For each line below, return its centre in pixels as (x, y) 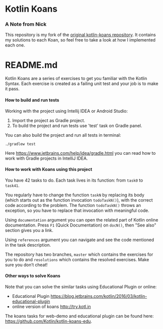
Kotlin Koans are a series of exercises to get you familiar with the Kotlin (76, 79)
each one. (15, 45)
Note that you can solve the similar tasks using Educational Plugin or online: (81, 287)
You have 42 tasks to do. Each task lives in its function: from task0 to (74, 180)
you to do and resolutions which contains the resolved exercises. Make (77, 259)
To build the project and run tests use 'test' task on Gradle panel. (77, 125)
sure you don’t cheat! (26, 265)
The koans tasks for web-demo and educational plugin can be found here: (80, 316)
